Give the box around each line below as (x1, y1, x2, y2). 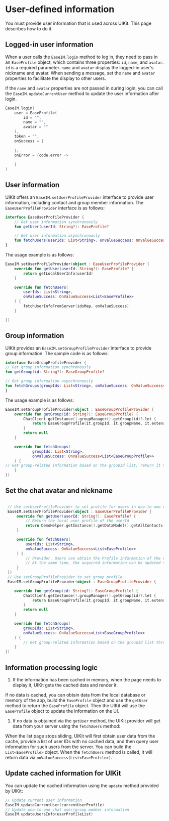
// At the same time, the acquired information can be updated (25, 560, 161, 566)
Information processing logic (5, 663, 98, 672)
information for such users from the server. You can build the (5, 744, 132, 750)
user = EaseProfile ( (14, 110, 57, 115)
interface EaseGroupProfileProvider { (5, 360, 87, 365)
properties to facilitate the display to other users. (5, 75, 107, 81)
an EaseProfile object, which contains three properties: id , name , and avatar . (5, 59, 164, 65)
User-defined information (5, 4, 115, 15)
